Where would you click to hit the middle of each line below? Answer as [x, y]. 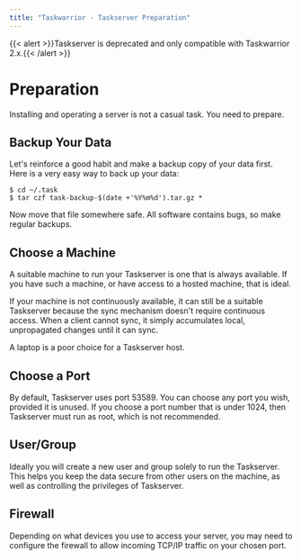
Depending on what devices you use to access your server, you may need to [151, 536]
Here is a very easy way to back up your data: [94, 174]
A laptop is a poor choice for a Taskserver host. [97, 348]
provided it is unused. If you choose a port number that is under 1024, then [148, 407]
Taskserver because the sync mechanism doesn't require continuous [137, 311]
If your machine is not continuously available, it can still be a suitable [136, 302]
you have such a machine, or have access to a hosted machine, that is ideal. [150, 284]
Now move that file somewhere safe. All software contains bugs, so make [145, 215]
